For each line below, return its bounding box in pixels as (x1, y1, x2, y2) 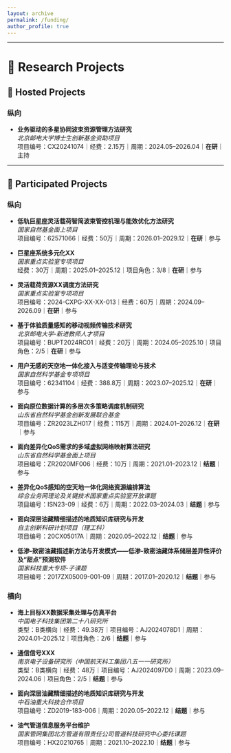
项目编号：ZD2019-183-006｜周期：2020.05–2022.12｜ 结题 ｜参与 (16, 707, 206, 715)
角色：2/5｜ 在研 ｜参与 (16, 347, 81, 355)
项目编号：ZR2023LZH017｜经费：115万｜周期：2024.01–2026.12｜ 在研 (16, 419, 220, 427)
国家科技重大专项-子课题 (16, 564, 87, 572)
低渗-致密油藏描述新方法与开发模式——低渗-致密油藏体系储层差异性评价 (16, 546, 222, 555)
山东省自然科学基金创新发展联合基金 (16, 411, 120, 419)
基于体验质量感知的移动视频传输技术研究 (16, 321, 132, 329)
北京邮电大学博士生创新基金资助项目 (16, 134, 120, 142)
